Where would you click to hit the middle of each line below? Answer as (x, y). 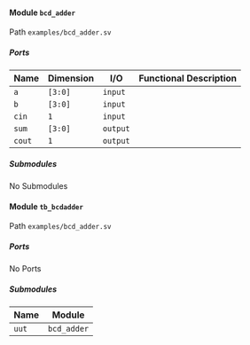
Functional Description (188, 78)
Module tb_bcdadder (47, 206)
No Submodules (39, 186)
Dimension (71, 78)
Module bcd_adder (43, 12)
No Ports (25, 269)
